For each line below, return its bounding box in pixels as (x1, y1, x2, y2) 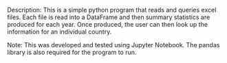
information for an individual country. (7, 27, 112, 36)
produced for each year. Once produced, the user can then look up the (7, 21, 208, 28)
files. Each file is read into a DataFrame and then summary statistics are (7, 13, 210, 21)
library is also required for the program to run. (7, 48, 137, 56)
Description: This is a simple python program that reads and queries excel (7, 6, 217, 14)
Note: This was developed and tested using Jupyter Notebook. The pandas (7, 41, 220, 49)
